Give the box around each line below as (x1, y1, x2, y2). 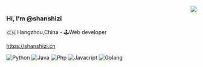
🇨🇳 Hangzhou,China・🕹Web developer (6, 29, 107, 36)
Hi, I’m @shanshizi (6, 14, 62, 23)
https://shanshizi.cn (6, 42, 56, 50)
